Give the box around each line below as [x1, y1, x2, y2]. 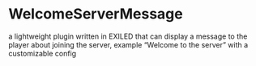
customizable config [8, 48, 77, 58]
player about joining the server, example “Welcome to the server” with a [8, 39, 249, 49]
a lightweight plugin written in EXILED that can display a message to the [8, 31, 248, 41]
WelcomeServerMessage [8, 5, 184, 23]
